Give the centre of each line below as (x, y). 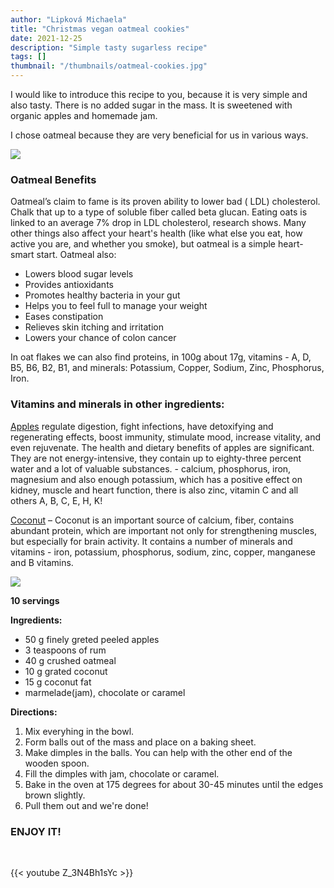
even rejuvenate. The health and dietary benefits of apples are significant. (162, 447)
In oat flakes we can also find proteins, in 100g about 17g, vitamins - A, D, (161, 357)
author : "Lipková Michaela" (69, 19)
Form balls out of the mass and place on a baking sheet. (140, 742)
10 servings (35, 600)
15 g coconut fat (58, 682)
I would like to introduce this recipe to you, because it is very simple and (159, 94)
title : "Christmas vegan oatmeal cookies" (100, 29)
